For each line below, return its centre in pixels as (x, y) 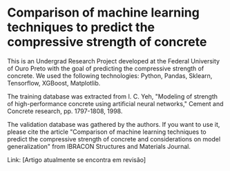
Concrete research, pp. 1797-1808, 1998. (65, 111)
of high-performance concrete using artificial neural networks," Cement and (115, 103)
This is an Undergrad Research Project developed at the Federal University (113, 61)
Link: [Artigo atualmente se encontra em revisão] (77, 159)
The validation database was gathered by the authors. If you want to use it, (114, 124)
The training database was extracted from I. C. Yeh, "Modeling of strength (113, 96)
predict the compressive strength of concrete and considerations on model (114, 139)
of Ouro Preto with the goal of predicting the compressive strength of (106, 68)
